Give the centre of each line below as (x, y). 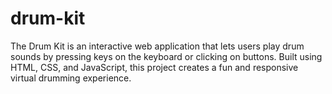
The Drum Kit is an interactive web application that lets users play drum (157, 46)
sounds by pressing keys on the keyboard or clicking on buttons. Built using (166, 56)
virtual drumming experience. (71, 78)
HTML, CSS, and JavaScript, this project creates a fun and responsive (154, 67)
